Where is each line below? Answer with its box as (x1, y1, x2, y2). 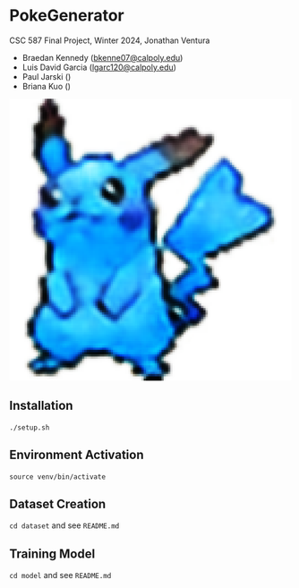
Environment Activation (9, 447, 145, 463)
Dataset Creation (9, 496, 107, 511)
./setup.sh (9, 422, 50, 432)
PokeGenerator (9, 5, 125, 26)
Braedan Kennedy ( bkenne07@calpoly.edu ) (21, 52, 184, 63)
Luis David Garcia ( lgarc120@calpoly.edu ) (21, 62, 177, 72)
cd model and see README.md (9, 570, 112, 581)
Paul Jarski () (21, 71, 72, 81)
